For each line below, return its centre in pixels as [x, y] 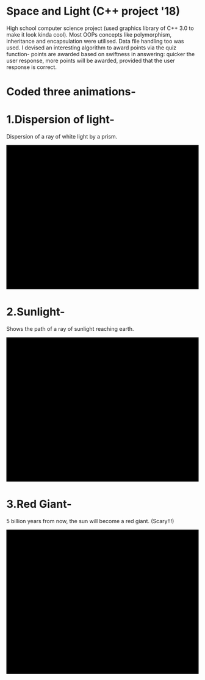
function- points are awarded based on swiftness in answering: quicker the [101, 54]
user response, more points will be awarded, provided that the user [91, 60]
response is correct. [31, 67]
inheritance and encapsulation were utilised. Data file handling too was [95, 41]
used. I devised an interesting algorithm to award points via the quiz [92, 48]
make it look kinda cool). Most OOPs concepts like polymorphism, [89, 34]
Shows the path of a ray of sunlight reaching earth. [70, 329]
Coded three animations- [71, 92]
